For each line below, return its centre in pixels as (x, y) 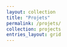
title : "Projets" (28, 18)
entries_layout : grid (34, 35)
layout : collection (31, 12)
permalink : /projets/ (34, 23)
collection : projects (34, 29)
